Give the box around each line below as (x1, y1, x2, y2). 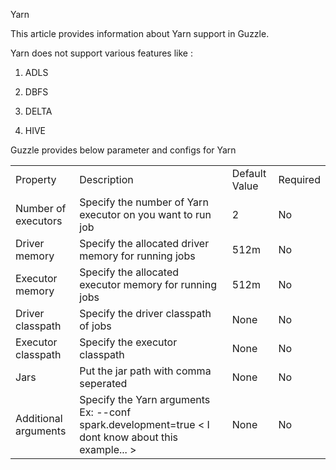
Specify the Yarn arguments (79, 393, 211, 406)
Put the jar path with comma (79, 364, 212, 378)
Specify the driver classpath (79, 307, 212, 320)
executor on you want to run (79, 208, 212, 221)
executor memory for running (79, 278, 217, 291)
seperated (79, 377, 128, 390)
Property (15, 173, 57, 186)
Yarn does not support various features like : (10, 47, 193, 59)
